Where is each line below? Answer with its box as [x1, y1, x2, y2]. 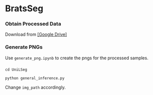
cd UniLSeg [5, 67, 27, 72]
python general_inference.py [5, 75, 65, 81]
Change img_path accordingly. [5, 84, 66, 90]
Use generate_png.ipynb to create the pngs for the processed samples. [5, 55, 149, 61]
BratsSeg [5, 3, 44, 14]
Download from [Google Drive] [5, 31, 67, 37]
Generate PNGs [5, 44, 43, 50]
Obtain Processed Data [5, 21, 61, 27]
